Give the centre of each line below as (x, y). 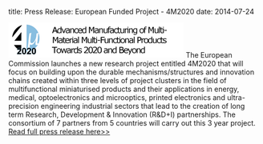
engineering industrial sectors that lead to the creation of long (143, 106)
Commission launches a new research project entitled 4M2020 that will (126, 64)
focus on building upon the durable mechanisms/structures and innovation (131, 72)
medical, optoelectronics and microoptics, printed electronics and (117, 98)
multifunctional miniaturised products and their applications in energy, (124, 89)
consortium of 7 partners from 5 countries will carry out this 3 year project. (132, 123)
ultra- (237, 98)
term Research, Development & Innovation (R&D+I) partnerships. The (122, 114)
